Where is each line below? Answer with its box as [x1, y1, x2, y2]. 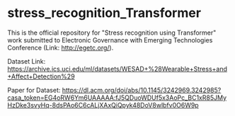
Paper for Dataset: [7, 86, 61, 94]
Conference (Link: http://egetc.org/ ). [7, 43, 114, 52]
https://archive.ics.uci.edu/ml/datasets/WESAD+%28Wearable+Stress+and [7, 64, 228, 73]
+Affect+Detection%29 [7, 72, 76, 81]
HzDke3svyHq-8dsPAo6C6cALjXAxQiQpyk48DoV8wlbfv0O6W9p [7, 100, 200, 109]
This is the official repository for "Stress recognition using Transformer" [7, 28, 217, 37]
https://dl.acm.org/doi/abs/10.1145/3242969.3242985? [62, 86, 222, 94]
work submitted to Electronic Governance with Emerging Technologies [7, 35, 213, 44]
